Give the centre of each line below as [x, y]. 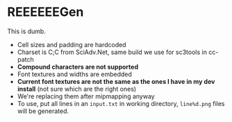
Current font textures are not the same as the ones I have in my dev [116, 81]
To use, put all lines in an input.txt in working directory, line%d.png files [121, 103]
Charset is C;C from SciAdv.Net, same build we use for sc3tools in [112, 52]
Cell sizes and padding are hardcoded [72, 44]
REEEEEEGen [45, 12]
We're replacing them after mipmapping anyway [86, 96]
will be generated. [43, 111]
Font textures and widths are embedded [74, 74]
